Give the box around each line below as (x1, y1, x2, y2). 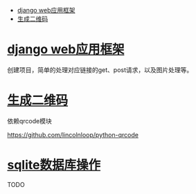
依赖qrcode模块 (7, 116, 52, 125)
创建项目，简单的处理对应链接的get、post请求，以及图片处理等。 (7, 65, 193, 74)
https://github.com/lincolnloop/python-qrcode (7, 130, 139, 139)
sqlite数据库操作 (7, 157, 101, 173)
